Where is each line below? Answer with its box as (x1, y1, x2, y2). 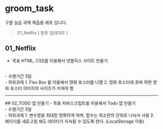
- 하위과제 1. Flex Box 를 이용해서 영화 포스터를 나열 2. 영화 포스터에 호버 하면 (5, 79, 152, 85)
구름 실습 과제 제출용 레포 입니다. (5, 19, 67, 25)
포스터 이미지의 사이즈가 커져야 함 (10, 85, 74, 91)
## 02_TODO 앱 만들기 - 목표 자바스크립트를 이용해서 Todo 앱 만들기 (5, 100, 136, 106)
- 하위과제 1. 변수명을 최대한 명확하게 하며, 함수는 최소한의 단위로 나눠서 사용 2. (5, 112, 155, 118)
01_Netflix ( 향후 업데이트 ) (16, 30, 68, 35)
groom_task (5, 3, 54, 14)
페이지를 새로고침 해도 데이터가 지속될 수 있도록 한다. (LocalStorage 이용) (5, 118, 145, 124)
